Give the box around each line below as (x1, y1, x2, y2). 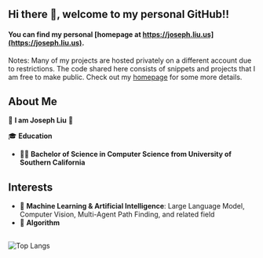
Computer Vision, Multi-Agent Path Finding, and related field (19, 209, 215, 220)
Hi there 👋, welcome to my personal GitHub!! (8, 8, 229, 21)
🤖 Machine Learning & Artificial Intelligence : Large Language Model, (19, 202, 245, 211)
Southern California (19, 158, 86, 167)
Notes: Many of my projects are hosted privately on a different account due (8, 56, 252, 65)
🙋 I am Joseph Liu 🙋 (8, 115, 73, 125)
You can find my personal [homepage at (8, 29, 141, 39)
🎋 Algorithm (19, 218, 60, 227)
